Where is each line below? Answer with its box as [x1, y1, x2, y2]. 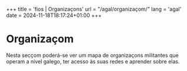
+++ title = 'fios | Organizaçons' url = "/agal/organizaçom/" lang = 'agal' [6, 6, 182, 12]
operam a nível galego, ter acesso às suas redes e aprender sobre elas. [6, 58, 180, 65]
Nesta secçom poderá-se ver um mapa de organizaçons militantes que [6, 52, 179, 59]
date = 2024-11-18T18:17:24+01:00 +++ [6, 12, 102, 19]
